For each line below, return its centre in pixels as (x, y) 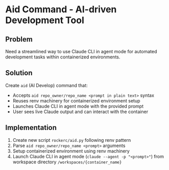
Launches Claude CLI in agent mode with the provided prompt (78, 106)
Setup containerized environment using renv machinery (71, 151)
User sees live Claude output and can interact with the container (80, 112)
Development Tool (45, 20)
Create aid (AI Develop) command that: (46, 85)
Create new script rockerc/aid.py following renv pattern (72, 140)
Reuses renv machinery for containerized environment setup (76, 100)
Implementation (31, 128)
